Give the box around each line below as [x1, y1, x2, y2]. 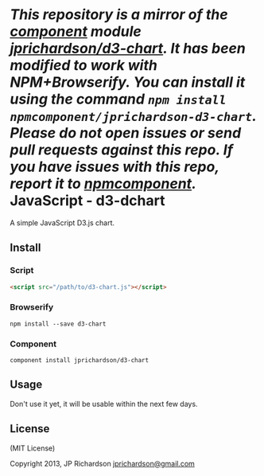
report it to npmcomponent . [10, 175, 196, 193]
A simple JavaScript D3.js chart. [10, 217, 115, 228]
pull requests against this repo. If [10, 141, 234, 159]
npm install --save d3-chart [10, 320, 107, 328]
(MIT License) [10, 443, 56, 453]
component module [10, 22, 142, 41]
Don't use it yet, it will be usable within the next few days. [10, 399, 198, 408]
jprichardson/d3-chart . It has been [10, 40, 246, 57]
